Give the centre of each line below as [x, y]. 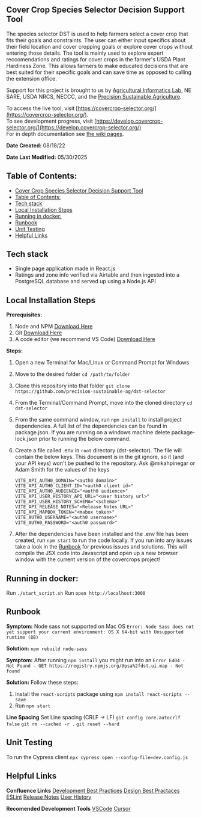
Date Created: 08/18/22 [36, 145]
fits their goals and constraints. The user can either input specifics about [96, 40]
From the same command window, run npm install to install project [98, 420]
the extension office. [31, 78]
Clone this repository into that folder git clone [72, 386]
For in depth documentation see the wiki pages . [65, 134]
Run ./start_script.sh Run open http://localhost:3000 [76, 593]
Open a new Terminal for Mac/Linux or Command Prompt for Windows [102, 363]
